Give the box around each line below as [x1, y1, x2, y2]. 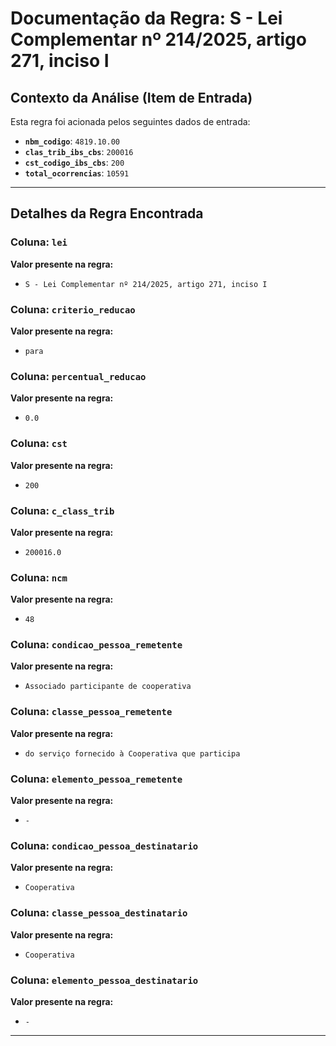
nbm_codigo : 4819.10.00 [24, 135, 120, 147]
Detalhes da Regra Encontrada [10, 205, 204, 222]
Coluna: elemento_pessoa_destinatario [10, 973, 199, 987]
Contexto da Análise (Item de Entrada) [10, 89, 253, 106]
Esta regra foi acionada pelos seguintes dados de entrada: [10, 116, 251, 127]
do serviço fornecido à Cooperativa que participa [24, 748, 241, 759]
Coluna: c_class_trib [10, 503, 115, 517]
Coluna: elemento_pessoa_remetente [10, 772, 183, 786]
